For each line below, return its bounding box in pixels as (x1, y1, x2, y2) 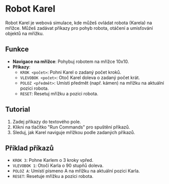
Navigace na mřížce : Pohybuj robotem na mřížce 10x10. (12, 58, 129, 65)
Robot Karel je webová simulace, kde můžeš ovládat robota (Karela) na (5, 20, 152, 26)
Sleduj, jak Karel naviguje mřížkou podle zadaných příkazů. (12, 129, 135, 135)
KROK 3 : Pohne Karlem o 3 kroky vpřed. (12, 157, 93, 163)
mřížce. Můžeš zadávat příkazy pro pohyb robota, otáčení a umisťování (5, 25, 153, 31)
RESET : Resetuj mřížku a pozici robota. (20, 90, 98, 96)
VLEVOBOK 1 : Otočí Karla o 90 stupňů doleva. (12, 162, 104, 169)
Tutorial (5, 105, 30, 114)
